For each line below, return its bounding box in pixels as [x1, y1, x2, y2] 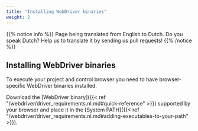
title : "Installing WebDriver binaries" [6, 8, 108, 15]
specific [6, 82, 26, 90]
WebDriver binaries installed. [27, 82, 98, 90]
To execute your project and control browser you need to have [6, 76, 158, 83]
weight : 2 [6, 14, 31, 20]
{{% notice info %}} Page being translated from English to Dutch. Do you [6, 30, 183, 37]
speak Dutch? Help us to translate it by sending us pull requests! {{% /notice [6, 37, 192, 44]
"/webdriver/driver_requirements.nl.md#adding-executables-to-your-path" [6, 113, 189, 120]
